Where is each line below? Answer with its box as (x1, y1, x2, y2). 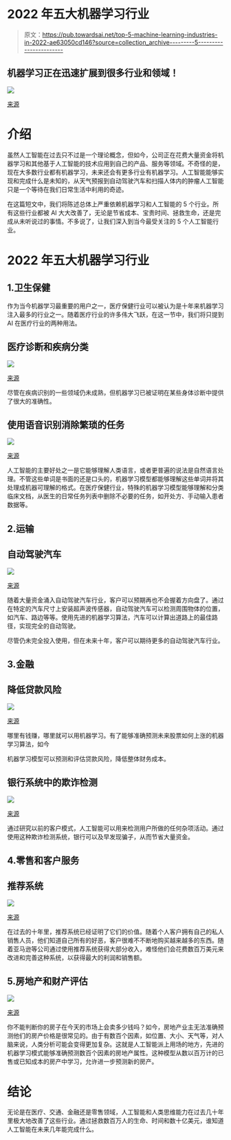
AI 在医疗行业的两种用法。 (7, 319, 81, 327)
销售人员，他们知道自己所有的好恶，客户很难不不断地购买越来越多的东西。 (7, 936, 218, 944)
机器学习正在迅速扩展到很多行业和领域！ (7, 67, 179, 79)
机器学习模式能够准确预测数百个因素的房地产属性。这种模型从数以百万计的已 (7, 1048, 224, 1057)
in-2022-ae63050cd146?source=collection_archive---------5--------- (23, 38, 223, 46)
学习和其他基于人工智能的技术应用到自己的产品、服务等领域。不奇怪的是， (12, 159, 224, 168)
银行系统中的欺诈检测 (7, 777, 98, 789)
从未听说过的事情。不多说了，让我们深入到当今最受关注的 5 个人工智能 (12, 217, 213, 225)
